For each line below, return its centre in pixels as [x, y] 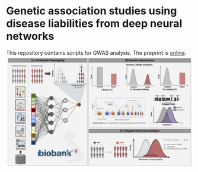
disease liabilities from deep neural [94, 24]
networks [30, 36]
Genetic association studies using [92, 11]
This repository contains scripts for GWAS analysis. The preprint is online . [96, 52]
